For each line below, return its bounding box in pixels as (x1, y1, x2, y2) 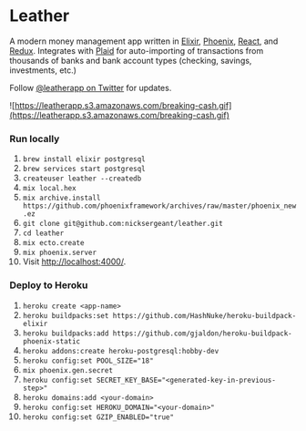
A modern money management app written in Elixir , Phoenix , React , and (9, 36, 279, 46)
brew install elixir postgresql (22, 155, 146, 164)
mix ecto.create (22, 239, 85, 248)
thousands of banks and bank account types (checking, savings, (9, 55, 252, 66)
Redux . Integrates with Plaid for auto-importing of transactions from (9, 45, 264, 56)
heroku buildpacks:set (22, 311, 109, 320)
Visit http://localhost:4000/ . (22, 256, 127, 267)
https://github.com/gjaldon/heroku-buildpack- (112, 329, 293, 338)
